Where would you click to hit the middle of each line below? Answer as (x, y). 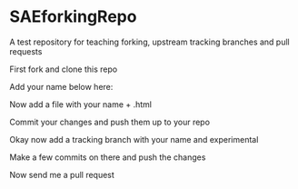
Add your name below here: (61, 86)
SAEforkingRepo (73, 17)
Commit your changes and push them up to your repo (110, 122)
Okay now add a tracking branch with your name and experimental (134, 139)
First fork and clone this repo (64, 69)
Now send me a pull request (62, 174)
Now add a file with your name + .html (81, 104)
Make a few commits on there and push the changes (108, 157)
